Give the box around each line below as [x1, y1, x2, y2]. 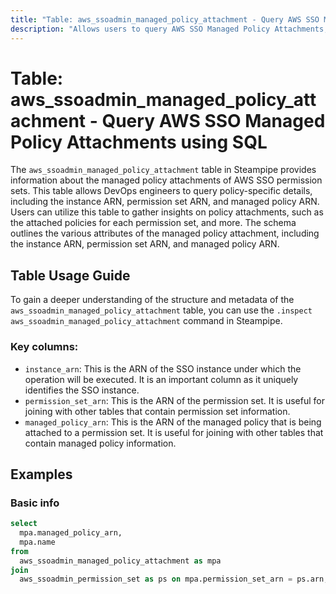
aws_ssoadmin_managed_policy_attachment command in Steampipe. [10, 315, 283, 327]
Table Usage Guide [10, 267, 131, 284]
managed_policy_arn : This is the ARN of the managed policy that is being [24, 416, 322, 428]
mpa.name [19, 537, 56, 547]
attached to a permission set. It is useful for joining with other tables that [24, 426, 324, 438]
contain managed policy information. [24, 437, 177, 449]
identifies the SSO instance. [24, 384, 140, 396]
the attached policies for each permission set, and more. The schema [10, 217, 297, 229]
